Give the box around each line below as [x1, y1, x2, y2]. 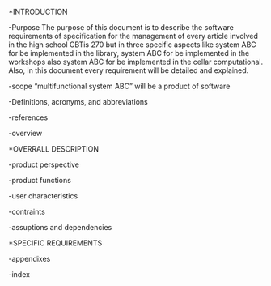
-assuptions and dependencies [8, 223, 112, 232]
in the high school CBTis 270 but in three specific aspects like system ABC [8, 40, 256, 49]
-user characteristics [8, 191, 78, 201]
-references [8, 113, 49, 122]
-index [8, 270, 31, 279]
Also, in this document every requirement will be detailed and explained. [8, 66, 249, 75]
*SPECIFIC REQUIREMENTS [8, 238, 103, 248]
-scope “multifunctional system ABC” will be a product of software [8, 81, 231, 91]
